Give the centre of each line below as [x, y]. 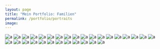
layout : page [18, 9]
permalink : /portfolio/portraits [39, 18]
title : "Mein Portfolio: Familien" [41, 14]
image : [12, 23]
